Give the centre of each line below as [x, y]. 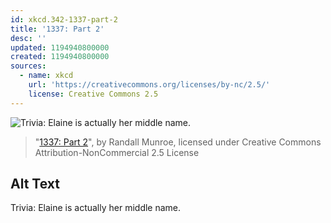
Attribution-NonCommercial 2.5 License [117, 152]
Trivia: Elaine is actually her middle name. [96, 208]
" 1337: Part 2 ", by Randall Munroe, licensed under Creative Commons [178, 142]
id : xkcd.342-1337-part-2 [64, 19]
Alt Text [35, 184]
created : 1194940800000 [60, 57]
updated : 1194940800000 [60, 47]
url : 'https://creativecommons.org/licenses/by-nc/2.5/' [149, 85]
